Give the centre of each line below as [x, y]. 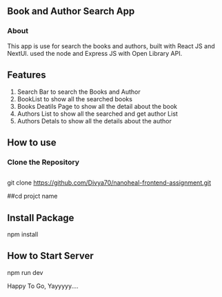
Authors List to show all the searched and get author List [97, 114]
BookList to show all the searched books [75, 99]
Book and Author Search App [71, 11]
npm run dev [25, 272]
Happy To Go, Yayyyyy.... [43, 286]
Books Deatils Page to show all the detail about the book [97, 106]
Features [27, 75]
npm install [23, 234]
